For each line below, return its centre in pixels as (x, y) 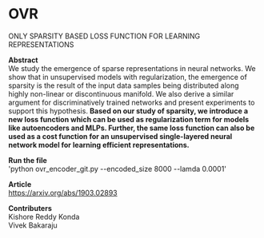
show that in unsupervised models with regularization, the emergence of (128, 77)
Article (20, 184)
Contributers (30, 208)
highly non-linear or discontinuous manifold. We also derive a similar (121, 93)
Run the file (28, 160)
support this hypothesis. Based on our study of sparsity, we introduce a (128, 111)
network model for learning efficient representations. (99, 145)
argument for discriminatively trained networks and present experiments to (132, 102)
